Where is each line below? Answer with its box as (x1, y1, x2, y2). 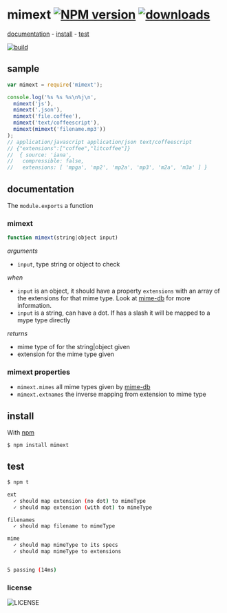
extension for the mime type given (17, 350, 115, 358)
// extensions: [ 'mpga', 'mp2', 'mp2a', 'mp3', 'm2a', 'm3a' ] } (7, 164, 208, 172)
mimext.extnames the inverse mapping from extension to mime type (17, 390, 206, 399)
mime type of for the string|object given (17, 343, 131, 351)
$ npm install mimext (7, 441, 69, 449)
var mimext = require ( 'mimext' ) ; (7, 81, 103, 88)
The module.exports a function (7, 201, 94, 209)
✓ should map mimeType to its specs (13, 541, 118, 549)
